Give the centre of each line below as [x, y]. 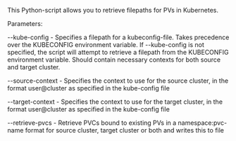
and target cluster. [34, 67]
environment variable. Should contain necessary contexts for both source [114, 60]
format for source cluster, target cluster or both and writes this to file [124, 130]
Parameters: [25, 23]
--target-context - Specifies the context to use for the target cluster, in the [115, 102]
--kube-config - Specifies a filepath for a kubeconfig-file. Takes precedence [118, 37]
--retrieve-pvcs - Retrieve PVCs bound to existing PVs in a [92, 123]
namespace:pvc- [203, 123]
